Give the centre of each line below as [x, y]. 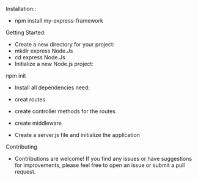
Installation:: [21, 9]
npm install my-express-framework [59, 20]
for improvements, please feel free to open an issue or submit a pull [100, 165]
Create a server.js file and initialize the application [77, 135]
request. [25, 172]
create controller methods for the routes [65, 111]
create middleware [38, 123]
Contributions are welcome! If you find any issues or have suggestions [103, 159]
